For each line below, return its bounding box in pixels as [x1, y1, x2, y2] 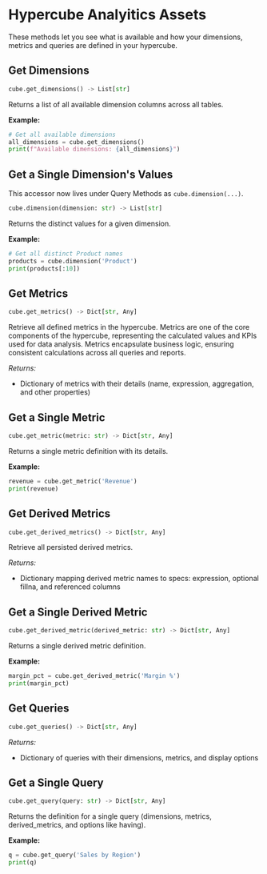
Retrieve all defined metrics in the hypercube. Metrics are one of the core [8, 323, 250, 332]
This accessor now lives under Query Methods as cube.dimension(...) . [8, 189, 244, 198]
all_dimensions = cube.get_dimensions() [8, 138, 145, 146]
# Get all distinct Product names [8, 250, 124, 258]
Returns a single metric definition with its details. [8, 446, 169, 455]
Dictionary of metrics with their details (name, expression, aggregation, [19, 379, 254, 389]
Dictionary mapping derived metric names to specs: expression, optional [19, 574, 260, 583]
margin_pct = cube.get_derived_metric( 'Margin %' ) [8, 672, 181, 680]
